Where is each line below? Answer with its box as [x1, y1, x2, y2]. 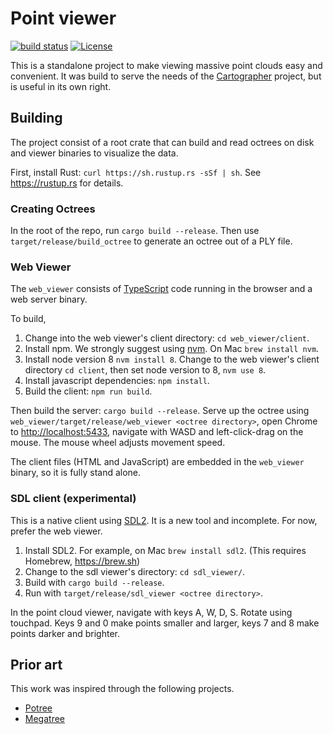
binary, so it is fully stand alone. [10, 467, 142, 479]
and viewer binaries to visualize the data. [10, 147, 179, 159]
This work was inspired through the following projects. [10, 683, 235, 695]
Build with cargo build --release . [24, 576, 165, 588]
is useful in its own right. [10, 80, 112, 92]
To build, [10, 313, 47, 325]
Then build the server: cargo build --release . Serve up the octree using [10, 405, 310, 417]
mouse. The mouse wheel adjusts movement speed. [10, 437, 226, 449]
